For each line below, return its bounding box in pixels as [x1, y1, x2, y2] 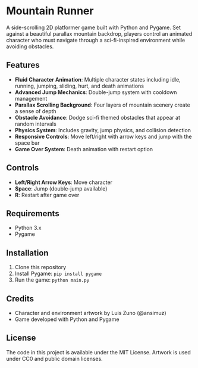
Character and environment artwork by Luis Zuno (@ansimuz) [14, 310, 166, 316]
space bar [14, 139, 40, 146]
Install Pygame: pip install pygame [14, 270, 102, 277]
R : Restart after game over [14, 191, 80, 198]
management [14, 95, 48, 102]
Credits [6, 294, 34, 304]
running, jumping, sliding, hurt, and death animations [14, 82, 144, 89]
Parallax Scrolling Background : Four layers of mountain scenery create [14, 101, 190, 108]
